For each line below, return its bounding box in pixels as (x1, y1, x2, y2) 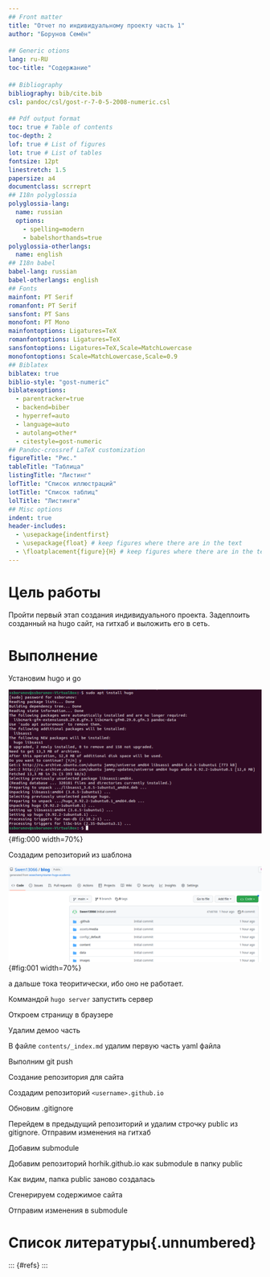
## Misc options (8, 505, 63, 513)
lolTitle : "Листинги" (8, 496, 81, 505)
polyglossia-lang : (8, 200, 70, 208)
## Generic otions (8, 47, 70, 56)
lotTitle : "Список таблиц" (8, 488, 99, 496)
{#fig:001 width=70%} (8, 963, 82, 973)
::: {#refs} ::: (8, 1260, 48, 1270)
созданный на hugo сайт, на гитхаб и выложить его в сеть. (8, 618, 211, 628)
